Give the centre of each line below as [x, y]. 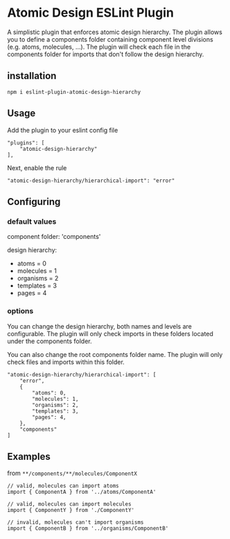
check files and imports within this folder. [66, 362]
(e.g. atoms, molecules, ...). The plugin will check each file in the [99, 47]
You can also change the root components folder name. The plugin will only [115, 354]
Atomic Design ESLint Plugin [91, 13]
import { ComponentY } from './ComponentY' [71, 511]
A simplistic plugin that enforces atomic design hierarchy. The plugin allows [115, 32]
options [20, 311]
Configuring [34, 202]
